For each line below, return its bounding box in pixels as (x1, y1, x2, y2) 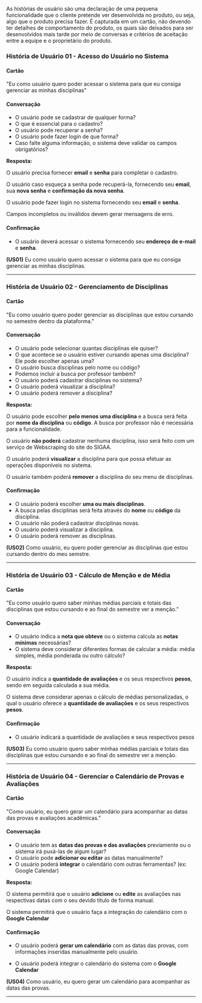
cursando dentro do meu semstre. (6, 551, 91, 558)
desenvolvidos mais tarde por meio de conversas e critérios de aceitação (6, 31, 188, 38)
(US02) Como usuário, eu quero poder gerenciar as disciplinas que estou (6, 544, 188, 551)
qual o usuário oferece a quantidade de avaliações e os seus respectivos (6, 700, 189, 707)
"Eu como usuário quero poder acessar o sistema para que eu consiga (6, 81, 182, 88)
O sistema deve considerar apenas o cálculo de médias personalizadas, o (6, 693, 189, 700)
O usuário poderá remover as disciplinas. (14, 532, 117, 540)
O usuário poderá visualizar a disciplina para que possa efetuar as (6, 455, 171, 462)
